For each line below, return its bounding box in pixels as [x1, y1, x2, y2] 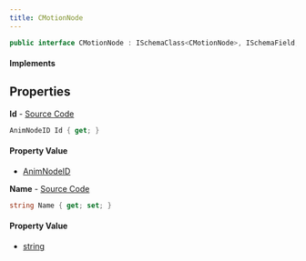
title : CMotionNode [9, 13, 84, 23]
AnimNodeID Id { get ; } [9, 125, 100, 135]
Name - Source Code [9, 183, 90, 194]
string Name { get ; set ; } [9, 201, 112, 210]
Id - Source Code [9, 108, 75, 119]
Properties [9, 84, 71, 100]
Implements [9, 58, 56, 69]
